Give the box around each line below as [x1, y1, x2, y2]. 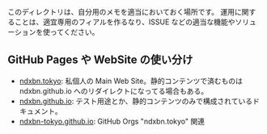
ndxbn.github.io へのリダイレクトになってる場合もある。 [19, 86, 208, 95]
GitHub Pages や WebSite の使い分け [7, 53, 193, 67]
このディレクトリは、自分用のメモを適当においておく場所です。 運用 [7, 7, 235, 16]
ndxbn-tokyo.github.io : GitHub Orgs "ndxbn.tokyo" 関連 [19, 116, 206, 126]
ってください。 [49, 27, 100, 36]
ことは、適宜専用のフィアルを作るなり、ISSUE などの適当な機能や [14, 17, 235, 27]
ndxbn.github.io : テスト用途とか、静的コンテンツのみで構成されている [19, 96, 252, 106]
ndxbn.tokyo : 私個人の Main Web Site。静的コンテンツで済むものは [19, 76, 244, 86]
